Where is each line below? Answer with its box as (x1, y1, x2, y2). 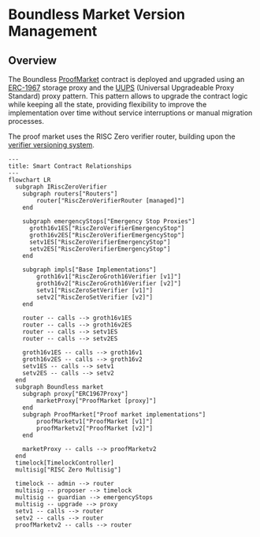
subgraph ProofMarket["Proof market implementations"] (22, 411, 206, 419)
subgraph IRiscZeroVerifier (15, 183, 108, 191)
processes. (8, 117, 45, 125)
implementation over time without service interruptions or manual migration (8, 108, 253, 117)
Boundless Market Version (8, 6, 185, 24)
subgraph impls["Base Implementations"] (22, 266, 157, 274)
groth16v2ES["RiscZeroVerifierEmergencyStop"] (28, 231, 185, 239)
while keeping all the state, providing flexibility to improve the (8, 100, 207, 109)
